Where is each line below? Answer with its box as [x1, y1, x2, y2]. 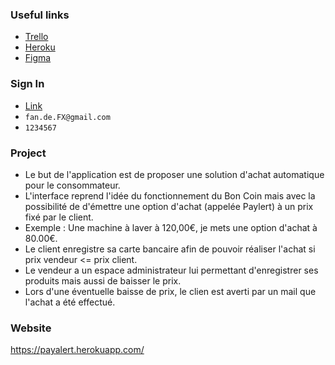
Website [10, 321, 52, 335]
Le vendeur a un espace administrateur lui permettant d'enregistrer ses [24, 264, 319, 276]
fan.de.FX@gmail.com [24, 112, 111, 122]
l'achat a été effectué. [24, 296, 116, 308]
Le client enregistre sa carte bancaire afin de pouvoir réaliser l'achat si [24, 243, 316, 255]
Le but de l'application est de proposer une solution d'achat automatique [24, 168, 325, 180]
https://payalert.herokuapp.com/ [10, 344, 145, 356]
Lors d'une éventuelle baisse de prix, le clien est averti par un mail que [24, 285, 317, 297]
